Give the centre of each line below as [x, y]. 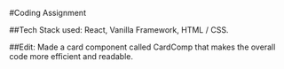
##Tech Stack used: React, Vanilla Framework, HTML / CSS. [119, 30]
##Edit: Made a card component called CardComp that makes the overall [142, 47]
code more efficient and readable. [71, 56]
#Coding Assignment [48, 13]
